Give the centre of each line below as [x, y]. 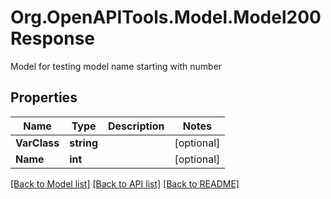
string [83, 143]
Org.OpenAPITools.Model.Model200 [166, 17]
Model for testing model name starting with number [116, 66]
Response [53, 38]
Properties [44, 97]
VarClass [37, 143]
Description [136, 126]
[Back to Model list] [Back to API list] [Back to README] [125, 183]
